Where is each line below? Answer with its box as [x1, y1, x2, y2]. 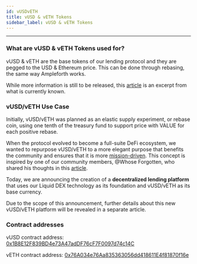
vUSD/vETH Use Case [6, 102, 70, 110]
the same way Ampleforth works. [6, 70, 86, 77]
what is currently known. [6, 87, 66, 94]
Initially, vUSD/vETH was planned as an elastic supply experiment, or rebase [6, 116, 191, 123]
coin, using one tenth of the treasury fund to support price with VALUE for [6, 121, 185, 129]
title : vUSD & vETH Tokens [6, 14, 72, 20]
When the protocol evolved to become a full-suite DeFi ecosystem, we [6, 139, 176, 147]
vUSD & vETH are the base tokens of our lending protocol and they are [6, 57, 177, 65]
